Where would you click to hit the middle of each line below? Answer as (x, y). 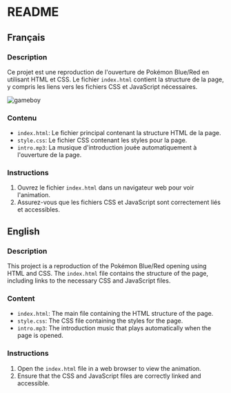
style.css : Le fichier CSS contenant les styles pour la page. (102, 140)
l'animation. (33, 195)
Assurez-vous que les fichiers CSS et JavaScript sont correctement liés (119, 202)
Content (21, 299)
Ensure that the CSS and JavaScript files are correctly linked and (109, 376)
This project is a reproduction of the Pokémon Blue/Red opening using (107, 266)
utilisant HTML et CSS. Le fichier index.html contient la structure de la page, (115, 79)
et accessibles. (39, 210)
